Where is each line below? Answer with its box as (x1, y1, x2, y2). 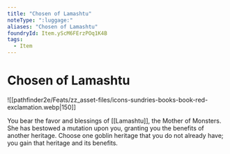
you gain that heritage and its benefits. (7, 139, 118, 147)
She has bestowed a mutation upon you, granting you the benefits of (7, 123, 204, 132)
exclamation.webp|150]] (7, 102, 77, 111)
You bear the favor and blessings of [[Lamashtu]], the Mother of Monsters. (7, 116, 222, 125)
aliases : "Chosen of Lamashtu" (7, 23, 98, 30)
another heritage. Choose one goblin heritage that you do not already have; (7, 131, 224, 139)
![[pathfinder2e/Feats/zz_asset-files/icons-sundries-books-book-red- (7, 95, 208, 104)
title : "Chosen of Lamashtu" (7, 10, 92, 17)
